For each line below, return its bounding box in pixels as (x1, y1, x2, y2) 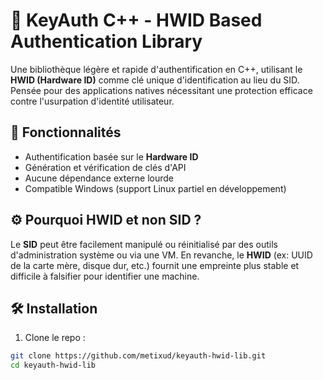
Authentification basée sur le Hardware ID (24, 150, 199, 163)
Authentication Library (10, 30, 203, 53)
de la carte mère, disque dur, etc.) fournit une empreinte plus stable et (10, 259, 300, 271)
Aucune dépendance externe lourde (24, 172, 174, 184)
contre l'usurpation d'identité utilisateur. (10, 95, 175, 107)
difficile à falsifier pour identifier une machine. (10, 270, 200, 282)
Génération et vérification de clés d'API (24, 161, 187, 173)
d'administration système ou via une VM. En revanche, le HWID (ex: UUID (10, 249, 313, 261)
